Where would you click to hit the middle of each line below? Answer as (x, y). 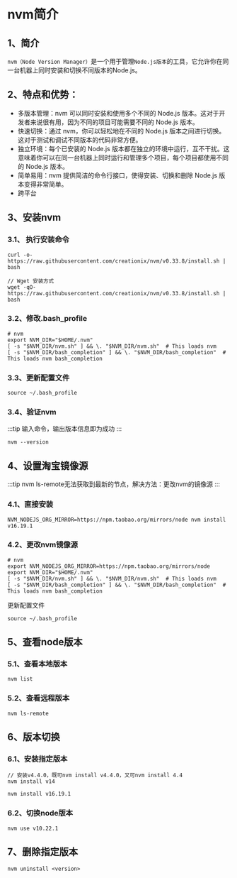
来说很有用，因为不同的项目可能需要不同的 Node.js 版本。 (115, 122)
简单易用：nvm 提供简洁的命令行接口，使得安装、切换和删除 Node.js (117, 175)
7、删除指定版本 (43, 852)
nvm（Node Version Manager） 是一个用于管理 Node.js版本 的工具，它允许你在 (115, 61)
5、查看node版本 (45, 642)
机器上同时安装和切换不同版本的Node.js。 (80, 70)
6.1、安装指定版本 (37, 759)
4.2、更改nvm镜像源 (43, 545)
